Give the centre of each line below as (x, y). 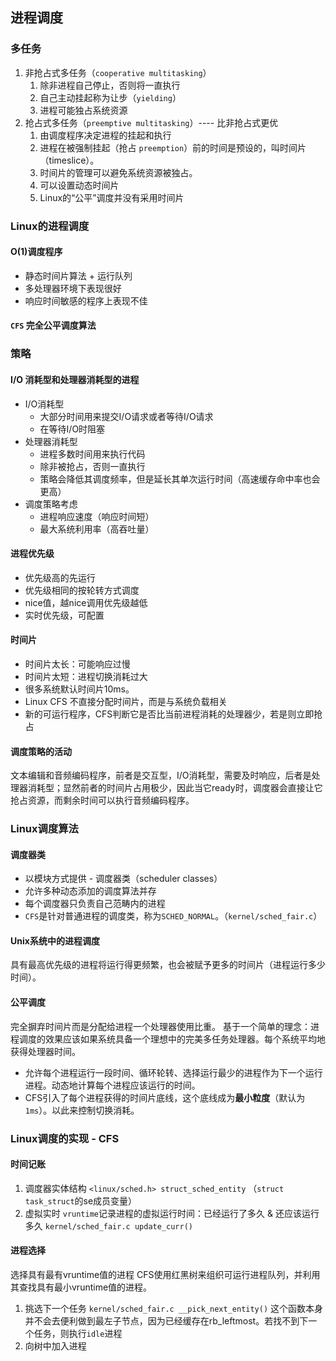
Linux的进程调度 (50, 226)
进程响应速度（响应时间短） (97, 516)
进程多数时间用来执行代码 (92, 454)
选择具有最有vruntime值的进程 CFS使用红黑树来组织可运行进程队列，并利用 (165, 1274)
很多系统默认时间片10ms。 (79, 689)
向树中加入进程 (55, 1346)
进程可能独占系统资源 (83, 110)
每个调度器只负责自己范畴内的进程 (95, 904)
